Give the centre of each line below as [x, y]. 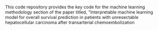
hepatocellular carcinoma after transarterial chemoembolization [70, 22]
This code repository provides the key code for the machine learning [75, 7]
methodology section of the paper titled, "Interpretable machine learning [79, 12]
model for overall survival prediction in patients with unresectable [72, 17]
